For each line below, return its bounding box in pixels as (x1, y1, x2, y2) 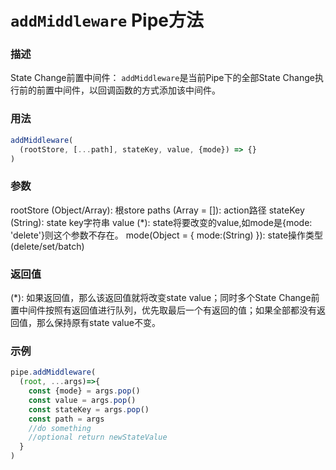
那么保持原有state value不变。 (36, 317, 161, 328)
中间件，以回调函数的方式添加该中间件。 (53, 84, 221, 96)
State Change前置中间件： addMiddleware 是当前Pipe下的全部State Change (10, 72, 315, 84)
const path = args (28, 414, 105, 424)
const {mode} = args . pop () (28, 386, 141, 396)
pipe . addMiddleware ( (10, 367, 97, 378)
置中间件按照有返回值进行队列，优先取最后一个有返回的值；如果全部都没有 (10, 304, 317, 316)
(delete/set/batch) (10, 240, 85, 252)
